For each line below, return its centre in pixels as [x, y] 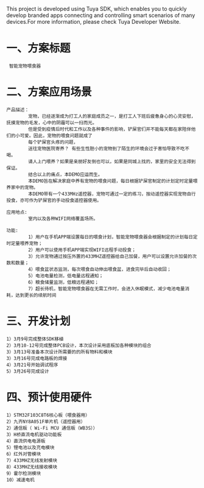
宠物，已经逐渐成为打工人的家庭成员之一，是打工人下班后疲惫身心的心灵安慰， [112, 116]
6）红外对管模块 [24, 454]
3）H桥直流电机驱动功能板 [34, 434]
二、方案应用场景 [49, 92]
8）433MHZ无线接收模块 [32, 467]
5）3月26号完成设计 [28, 371]
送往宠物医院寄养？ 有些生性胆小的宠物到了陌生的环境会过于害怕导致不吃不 [109, 149]
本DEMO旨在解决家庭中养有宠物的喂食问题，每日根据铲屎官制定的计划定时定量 [111, 181]
